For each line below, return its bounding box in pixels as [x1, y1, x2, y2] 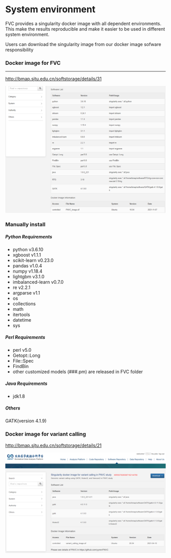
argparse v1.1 [12, 290, 40, 296]
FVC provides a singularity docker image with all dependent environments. [5, 20, 162, 27]
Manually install [5, 221, 46, 228]
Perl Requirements [5, 334, 46, 340]
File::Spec [12, 358, 34, 364]
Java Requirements [5, 380, 47, 386]
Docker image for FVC [5, 59, 61, 66]
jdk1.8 [12, 393, 25, 399]
